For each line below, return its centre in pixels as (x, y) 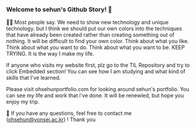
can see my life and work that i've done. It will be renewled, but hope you (95, 96)
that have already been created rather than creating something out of (90, 35)
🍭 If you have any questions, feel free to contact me (69, 113)
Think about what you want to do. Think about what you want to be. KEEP (95, 47)
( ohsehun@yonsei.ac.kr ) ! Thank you (51, 120)
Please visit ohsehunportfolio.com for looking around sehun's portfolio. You (98, 89)
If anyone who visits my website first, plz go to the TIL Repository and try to (98, 65)
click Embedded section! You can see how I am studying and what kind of (96, 72)
